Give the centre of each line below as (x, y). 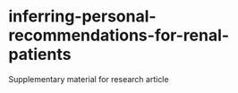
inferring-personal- (83, 17)
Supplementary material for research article (89, 79)
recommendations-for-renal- (119, 35)
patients (40, 55)
